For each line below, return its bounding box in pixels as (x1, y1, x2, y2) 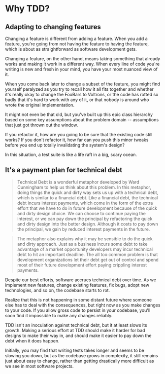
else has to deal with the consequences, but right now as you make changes (5, 302, 161, 308)
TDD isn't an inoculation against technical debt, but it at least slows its (5, 322, 147, 328)
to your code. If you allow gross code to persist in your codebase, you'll (5, 307, 151, 313)
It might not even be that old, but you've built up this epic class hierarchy (5, 112, 153, 117)
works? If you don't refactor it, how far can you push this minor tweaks (5, 137, 149, 143)
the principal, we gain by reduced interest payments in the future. (17, 226, 150, 232)
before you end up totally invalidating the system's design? (5, 142, 125, 148)
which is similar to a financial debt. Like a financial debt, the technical (17, 194, 158, 200)
